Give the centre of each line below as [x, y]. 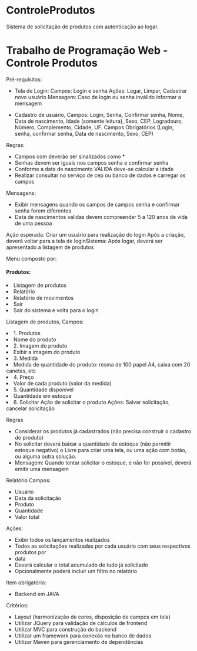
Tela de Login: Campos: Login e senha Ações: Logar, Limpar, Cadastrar [101, 91]
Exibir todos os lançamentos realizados [62, 540]
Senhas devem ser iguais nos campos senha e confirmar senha [91, 162]
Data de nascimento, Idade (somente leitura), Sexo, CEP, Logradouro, [99, 121]
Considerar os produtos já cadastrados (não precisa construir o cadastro [103, 431]
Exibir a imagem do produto [47, 352]
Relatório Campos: [29, 480]
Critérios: [17, 606]
